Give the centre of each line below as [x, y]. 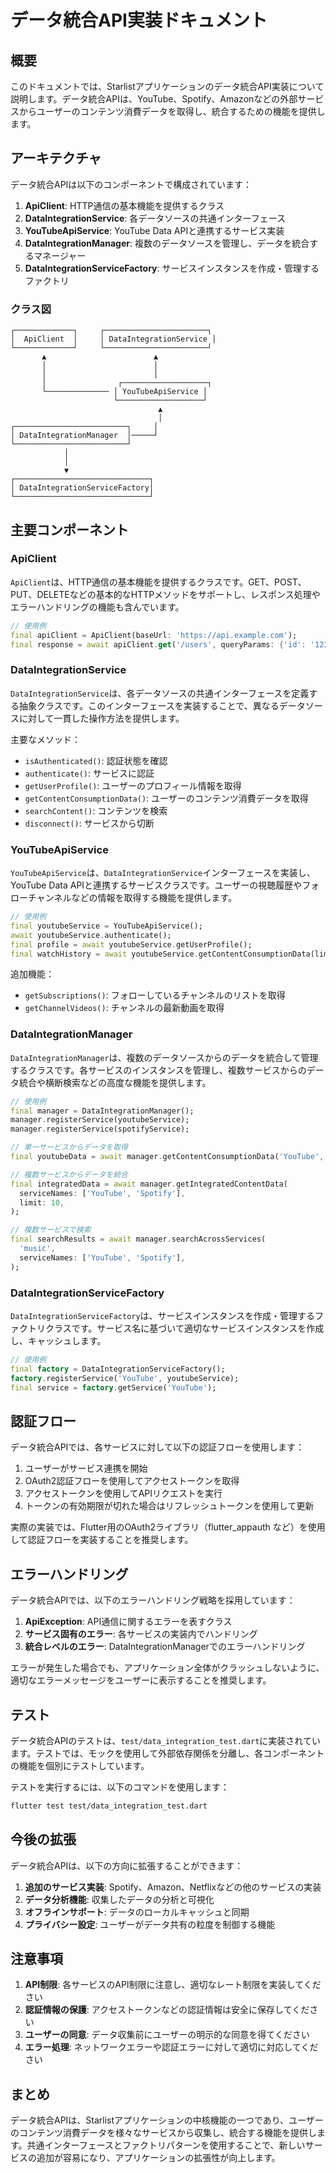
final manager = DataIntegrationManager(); [102, 1111]
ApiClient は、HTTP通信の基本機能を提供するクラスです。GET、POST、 [158, 582]
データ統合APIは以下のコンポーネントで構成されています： [131, 184]
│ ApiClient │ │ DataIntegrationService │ [113, 339]
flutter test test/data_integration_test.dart [109, 1806]
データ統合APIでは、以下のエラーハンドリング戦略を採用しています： [153, 1600]
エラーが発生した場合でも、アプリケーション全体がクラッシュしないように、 [167, 1668]
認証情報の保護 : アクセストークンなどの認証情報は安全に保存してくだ [167, 2010]
